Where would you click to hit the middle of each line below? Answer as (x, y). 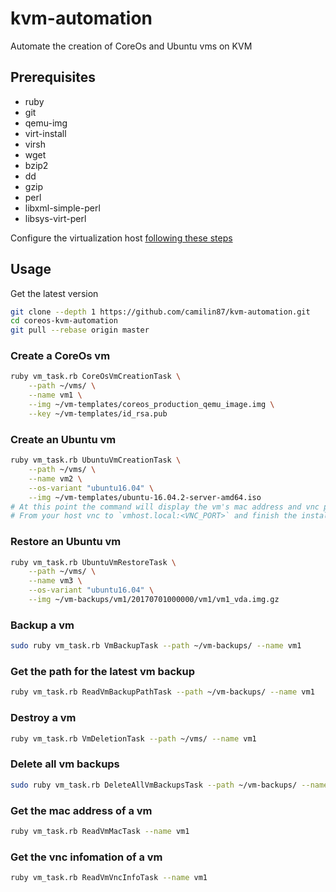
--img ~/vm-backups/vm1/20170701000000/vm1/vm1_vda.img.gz (154, 600)
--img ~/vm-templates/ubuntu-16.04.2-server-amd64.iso (145, 497)
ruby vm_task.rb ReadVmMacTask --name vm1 (100, 831)
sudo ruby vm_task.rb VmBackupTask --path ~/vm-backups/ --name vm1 (156, 646)
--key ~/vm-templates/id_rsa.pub (98, 413)
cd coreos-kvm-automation (64, 321)
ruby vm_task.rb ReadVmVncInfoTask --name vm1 (109, 878)
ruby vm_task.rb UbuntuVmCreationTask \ (96, 460)
